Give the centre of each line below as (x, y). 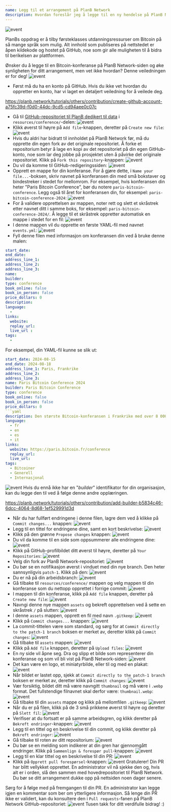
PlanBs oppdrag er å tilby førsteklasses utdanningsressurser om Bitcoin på (83, 39)
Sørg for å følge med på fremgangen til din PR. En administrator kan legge (83, 788)
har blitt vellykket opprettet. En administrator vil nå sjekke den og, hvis (86, 767)
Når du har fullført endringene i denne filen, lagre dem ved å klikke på (85, 518)
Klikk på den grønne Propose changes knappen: (62, 534)
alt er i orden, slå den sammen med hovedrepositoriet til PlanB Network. (88, 772)
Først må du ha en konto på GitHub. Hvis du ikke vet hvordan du (80, 86)
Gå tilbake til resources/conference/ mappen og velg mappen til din (83, 583)
